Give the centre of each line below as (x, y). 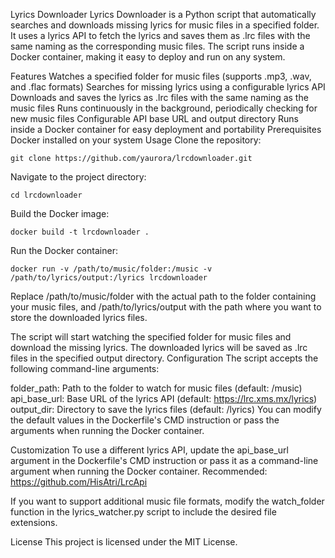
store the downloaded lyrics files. (79, 317)
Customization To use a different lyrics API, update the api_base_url (149, 450)
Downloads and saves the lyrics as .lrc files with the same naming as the (159, 97)
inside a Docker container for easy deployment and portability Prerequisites (166, 129)
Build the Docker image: (60, 213)
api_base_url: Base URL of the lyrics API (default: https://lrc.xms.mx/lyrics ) (164, 398)
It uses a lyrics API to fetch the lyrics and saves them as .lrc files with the (160, 35)
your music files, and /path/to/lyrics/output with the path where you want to (166, 307)
